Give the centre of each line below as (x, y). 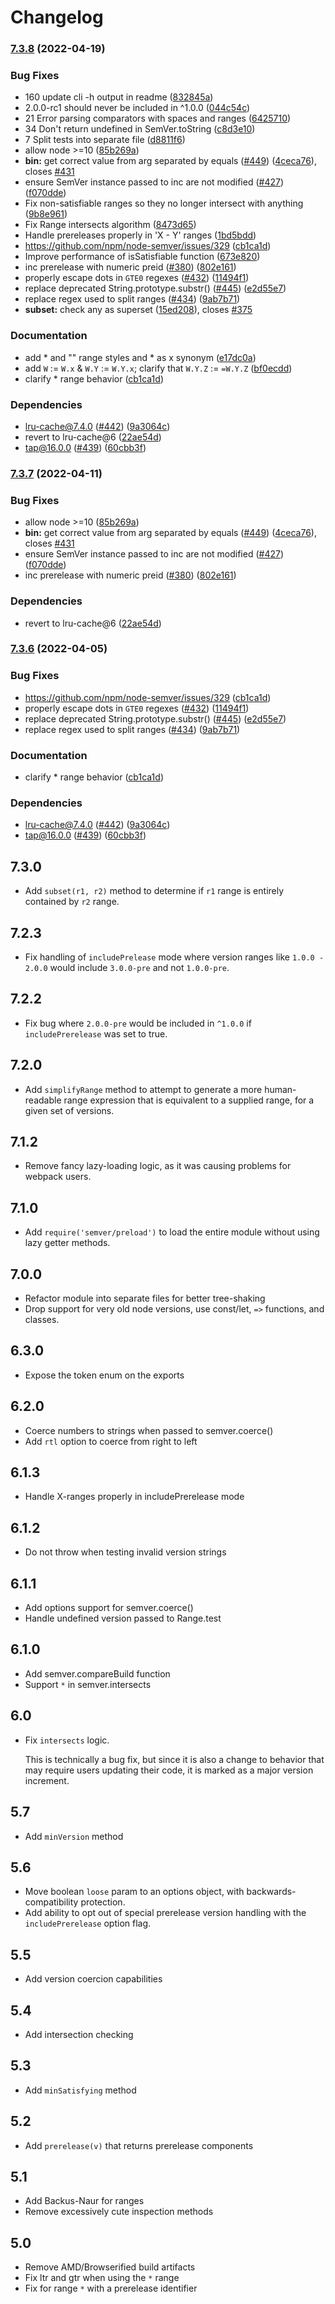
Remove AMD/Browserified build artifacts (110, 2267)
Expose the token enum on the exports (104, 1375)
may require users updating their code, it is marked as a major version (169, 1770)
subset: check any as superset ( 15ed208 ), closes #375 (138, 310)
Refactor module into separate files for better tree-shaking (145, 1298)
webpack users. (58, 1177)
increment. (47, 1780)
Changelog (57, 17)
